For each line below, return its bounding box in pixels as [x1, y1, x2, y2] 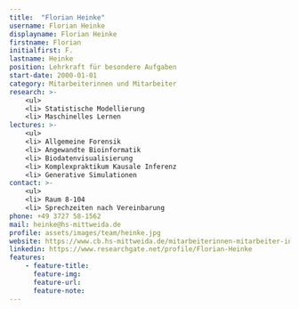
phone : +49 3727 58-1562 [9, 211, 101, 221]
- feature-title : [25, 262, 90, 271]
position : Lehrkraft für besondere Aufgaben [9, 63, 177, 72]
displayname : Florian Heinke [9, 29, 117, 38]
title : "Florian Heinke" [9, 12, 105, 22]
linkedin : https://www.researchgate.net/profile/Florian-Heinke [9, 245, 253, 254]
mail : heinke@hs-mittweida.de [9, 220, 122, 229]
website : [9, 237, 42, 246]
